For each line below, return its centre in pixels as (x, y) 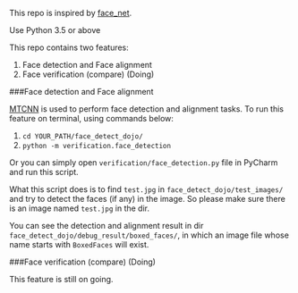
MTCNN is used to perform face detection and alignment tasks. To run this (147, 109)
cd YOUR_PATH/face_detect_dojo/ (82, 137)
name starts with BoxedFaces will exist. (79, 244)
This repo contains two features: (69, 47)
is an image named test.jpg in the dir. (80, 208)
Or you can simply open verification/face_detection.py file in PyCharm (144, 163)
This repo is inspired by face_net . (71, 13)
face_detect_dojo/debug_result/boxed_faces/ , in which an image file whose (149, 235)
